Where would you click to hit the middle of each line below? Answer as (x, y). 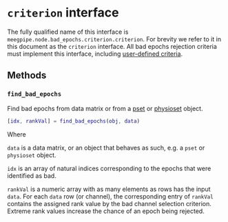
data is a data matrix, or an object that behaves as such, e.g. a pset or (106, 148)
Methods (27, 75)
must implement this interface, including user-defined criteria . (95, 54)
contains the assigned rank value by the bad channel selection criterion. (110, 203)
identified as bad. (32, 175)
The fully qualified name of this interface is (68, 32)
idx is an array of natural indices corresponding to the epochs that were (109, 168)
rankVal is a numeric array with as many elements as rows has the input (109, 189)
